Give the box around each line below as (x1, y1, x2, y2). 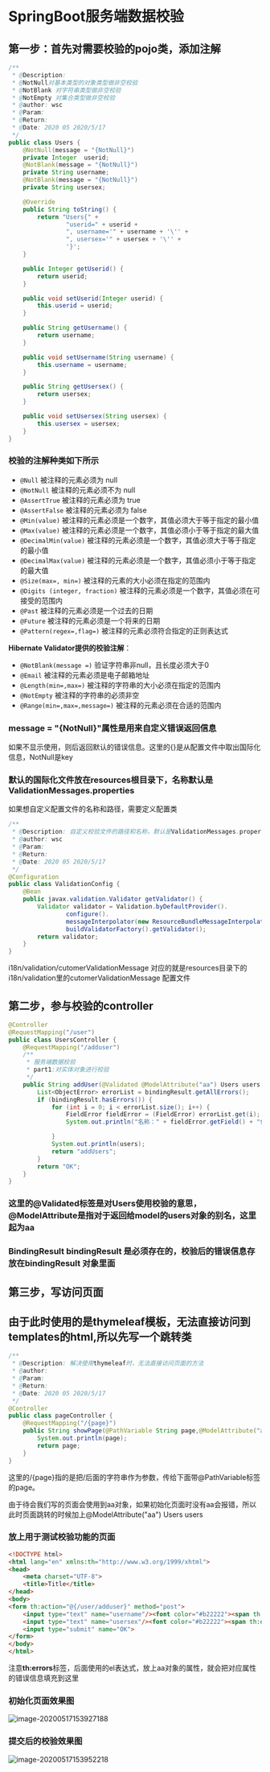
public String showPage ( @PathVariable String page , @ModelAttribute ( (22, 1427, 257, 1435)
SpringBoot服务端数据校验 (8, 7, 185, 26)
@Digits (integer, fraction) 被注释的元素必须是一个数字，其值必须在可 (19, 585, 261, 595)
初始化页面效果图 (8, 1695, 75, 1706)
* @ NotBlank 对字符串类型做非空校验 (11, 86, 121, 94)
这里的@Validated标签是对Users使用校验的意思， (8, 1198, 202, 1209)
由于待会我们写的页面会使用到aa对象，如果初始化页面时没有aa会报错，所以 (8, 1499, 257, 1509)
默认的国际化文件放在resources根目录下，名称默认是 (8, 774, 214, 785)
